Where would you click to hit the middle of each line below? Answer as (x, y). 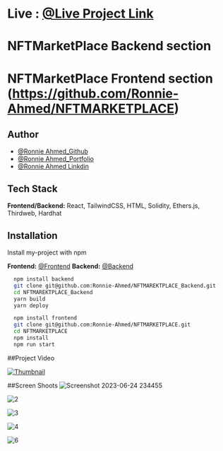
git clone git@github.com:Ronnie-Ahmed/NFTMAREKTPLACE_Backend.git (115, 286)
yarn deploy (31, 305)
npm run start (34, 344)
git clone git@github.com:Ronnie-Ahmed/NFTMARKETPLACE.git (102, 325)
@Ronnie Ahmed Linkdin (53, 166)
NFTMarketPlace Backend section (109, 46)
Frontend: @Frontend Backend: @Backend (71, 266)
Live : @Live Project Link (80, 14)
